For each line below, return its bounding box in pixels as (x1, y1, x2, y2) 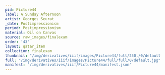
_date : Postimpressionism (5, 21, 58, 26)
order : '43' (5, 39, 30, 44)
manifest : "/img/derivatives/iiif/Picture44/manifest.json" (5, 62, 132, 67)
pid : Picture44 (5, 7, 37, 12)
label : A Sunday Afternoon (5, 12, 61, 17)
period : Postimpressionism (5, 26, 61, 31)
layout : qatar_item (5, 44, 46, 49)
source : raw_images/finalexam (5, 35, 68, 40)
